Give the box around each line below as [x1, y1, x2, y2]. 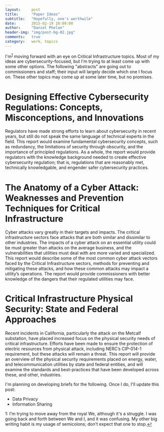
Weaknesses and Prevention [5, 192, 124, 203]
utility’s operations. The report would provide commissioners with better [5, 271, 150, 277]
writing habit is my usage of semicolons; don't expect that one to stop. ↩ [5, 421, 152, 427]
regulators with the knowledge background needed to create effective [5, 154, 146, 160]
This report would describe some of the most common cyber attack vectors [5, 255, 158, 261]
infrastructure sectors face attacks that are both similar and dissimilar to [5, 235, 150, 240]
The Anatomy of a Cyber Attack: [5, 182, 139, 193]
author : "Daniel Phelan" [5, 25, 65, 30]
